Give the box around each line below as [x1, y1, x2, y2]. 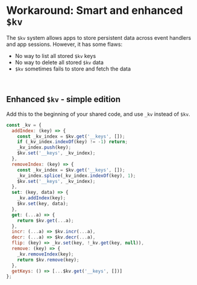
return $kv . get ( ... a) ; [17, 217, 74, 223]
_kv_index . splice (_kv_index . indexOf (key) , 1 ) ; [17, 173, 136, 179]
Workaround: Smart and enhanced [6, 4, 183, 18]
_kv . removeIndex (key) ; [17, 251, 74, 257]
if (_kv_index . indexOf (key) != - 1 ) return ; [17, 139, 128, 145]
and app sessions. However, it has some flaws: [6, 40, 122, 48]
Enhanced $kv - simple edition [6, 94, 121, 104]
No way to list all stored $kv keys [14, 52, 96, 59]
